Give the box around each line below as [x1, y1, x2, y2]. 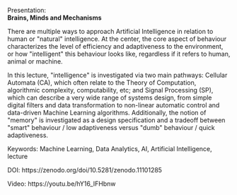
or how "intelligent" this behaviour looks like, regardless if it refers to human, [7, 49, 231, 58]
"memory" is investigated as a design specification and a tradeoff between [7, 116, 226, 124]
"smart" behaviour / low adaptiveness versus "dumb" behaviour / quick [7, 124, 216, 131]
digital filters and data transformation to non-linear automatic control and [7, 101, 220, 109]
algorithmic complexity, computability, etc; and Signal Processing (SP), [7, 86, 214, 94]
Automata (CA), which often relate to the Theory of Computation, [7, 78, 197, 87]
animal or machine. [7, 57, 63, 66]
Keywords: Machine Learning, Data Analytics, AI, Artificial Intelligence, [7, 145, 212, 153]
